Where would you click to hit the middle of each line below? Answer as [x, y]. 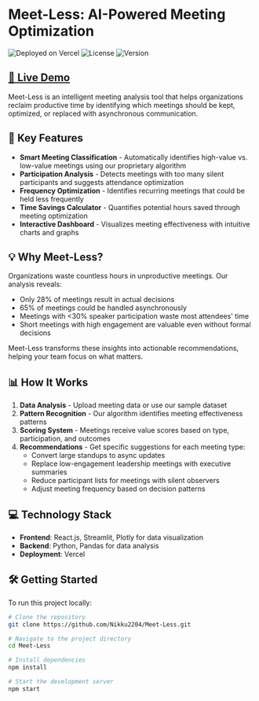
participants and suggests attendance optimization [102, 182]
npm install [27, 668]
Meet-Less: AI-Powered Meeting [117, 15]
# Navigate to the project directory [70, 639]
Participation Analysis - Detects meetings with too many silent [122, 174]
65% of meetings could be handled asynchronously [103, 308]
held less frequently [51, 199]
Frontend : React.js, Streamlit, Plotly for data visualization [111, 537]
